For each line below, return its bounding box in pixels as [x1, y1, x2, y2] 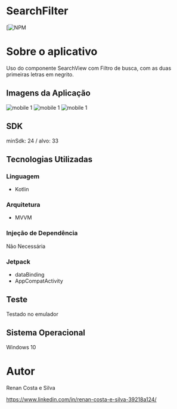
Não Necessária [6, 243, 46, 250]
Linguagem [6, 172, 40, 180]
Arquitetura [6, 201, 41, 209]
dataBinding [14, 271, 45, 278]
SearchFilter [6, 4, 69, 18]
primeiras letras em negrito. [6, 70, 74, 78]
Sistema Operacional [6, 328, 85, 338]
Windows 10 [6, 343, 36, 351]
